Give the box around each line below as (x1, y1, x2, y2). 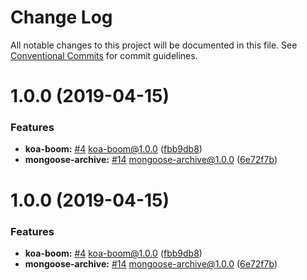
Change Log (10, 6, 113, 29)
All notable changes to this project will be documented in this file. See (10, 39, 298, 51)
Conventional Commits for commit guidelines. (10, 49, 198, 61)
